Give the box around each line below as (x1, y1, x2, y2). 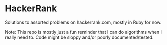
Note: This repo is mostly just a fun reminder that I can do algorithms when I (5, 29, 162, 35)
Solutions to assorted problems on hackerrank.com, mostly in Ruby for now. (5, 19, 162, 25)
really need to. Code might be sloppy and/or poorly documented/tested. (5, 34, 154, 40)
